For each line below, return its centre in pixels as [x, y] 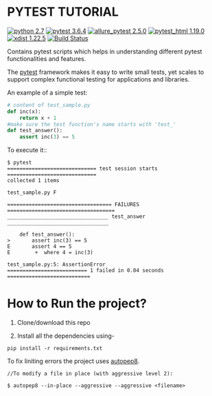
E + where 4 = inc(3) [50, 253]
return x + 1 [38, 118]
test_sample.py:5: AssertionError [57, 264]
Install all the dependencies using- [66, 336]
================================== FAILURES [73, 205]
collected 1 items [33, 181]
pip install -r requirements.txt [55, 349]
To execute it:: [27, 150]
